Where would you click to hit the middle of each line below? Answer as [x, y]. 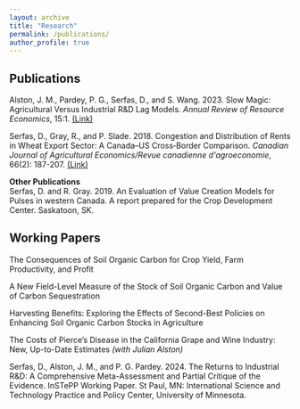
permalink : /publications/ [59, 34]
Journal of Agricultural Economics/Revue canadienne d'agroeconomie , [141, 155]
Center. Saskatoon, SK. [52, 210]
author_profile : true [50, 42]
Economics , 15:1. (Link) [51, 119]
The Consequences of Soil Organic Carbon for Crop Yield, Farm [126, 259]
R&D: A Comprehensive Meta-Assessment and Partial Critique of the [135, 376]
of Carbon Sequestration [55, 296]
